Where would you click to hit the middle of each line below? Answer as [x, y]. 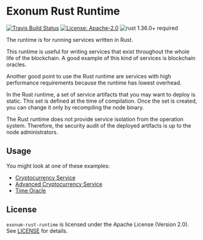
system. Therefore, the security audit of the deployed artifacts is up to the [99, 125]
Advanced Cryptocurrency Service [59, 184]
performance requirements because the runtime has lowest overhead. [94, 83]
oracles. [16, 64]
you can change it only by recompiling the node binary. [75, 107]
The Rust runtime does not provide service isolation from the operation [95, 119]
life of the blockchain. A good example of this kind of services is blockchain [101, 58]
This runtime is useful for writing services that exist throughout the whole [98, 51]
